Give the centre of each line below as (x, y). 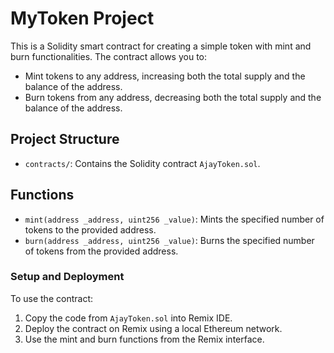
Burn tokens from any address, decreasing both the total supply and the (173, 97)
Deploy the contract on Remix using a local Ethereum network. (153, 328)
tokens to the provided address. (90, 229)
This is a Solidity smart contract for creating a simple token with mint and (161, 46)
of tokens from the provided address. (101, 251)
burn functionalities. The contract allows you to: (109, 56)
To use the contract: (51, 298)
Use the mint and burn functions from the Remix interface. (144, 339)
